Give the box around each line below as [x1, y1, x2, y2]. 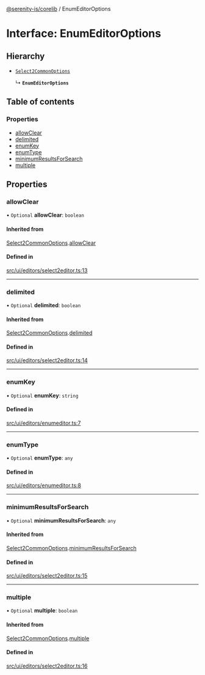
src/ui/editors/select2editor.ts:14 [6, 357, 88, 364]
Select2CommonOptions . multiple [6, 635, 90, 642]
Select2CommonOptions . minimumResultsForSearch [6, 544, 137, 551]
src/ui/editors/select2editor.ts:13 [6, 266, 88, 274]
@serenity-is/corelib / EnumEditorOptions [6, 6, 111, 12]
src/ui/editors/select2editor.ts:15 [6, 572, 88, 580]
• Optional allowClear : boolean [6, 211, 84, 219]
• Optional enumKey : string [6, 392, 79, 399]
